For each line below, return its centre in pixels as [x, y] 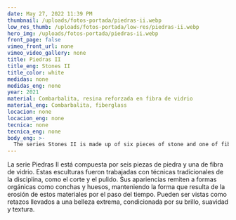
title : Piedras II [34, 60]
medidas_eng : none [34, 86]
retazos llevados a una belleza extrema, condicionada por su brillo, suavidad [118, 202]
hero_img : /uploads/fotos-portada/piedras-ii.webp [83, 33]
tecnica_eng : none [34, 131]
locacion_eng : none [36, 118]
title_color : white [36, 72]
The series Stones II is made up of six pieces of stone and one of [116, 145]
